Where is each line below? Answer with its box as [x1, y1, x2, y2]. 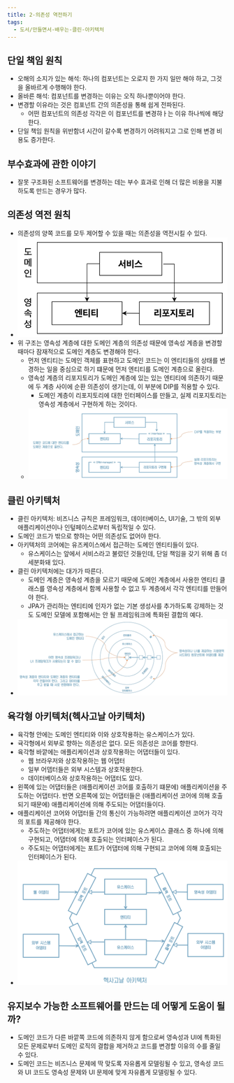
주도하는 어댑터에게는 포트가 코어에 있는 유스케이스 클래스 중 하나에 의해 [27, 826, 224, 835]
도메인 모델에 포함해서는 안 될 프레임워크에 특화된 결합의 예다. [35, 610, 203, 619]
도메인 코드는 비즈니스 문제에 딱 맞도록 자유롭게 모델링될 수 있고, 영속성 [17, 1059, 212, 1068]
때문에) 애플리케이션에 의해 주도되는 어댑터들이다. [30, 801, 166, 809]
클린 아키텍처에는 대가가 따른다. [17, 567, 103, 575]
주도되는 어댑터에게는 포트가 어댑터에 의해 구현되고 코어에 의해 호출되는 [27, 844, 222, 852]
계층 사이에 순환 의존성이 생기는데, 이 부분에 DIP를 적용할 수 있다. [43, 382, 220, 391]
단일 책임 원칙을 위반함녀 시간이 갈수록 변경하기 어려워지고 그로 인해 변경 [17, 127, 215, 136]
